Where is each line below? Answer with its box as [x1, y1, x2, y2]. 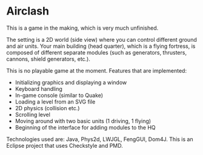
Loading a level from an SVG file [15, 98, 96, 105]
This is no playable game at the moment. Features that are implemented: [6, 67, 187, 74]
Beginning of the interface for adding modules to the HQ [15, 124, 156, 131]
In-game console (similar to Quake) [15, 91, 104, 99]
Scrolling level [15, 111, 50, 118]
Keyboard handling [15, 85, 62, 92]
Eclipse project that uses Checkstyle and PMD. [6, 142, 123, 149]
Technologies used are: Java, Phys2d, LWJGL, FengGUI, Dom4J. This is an [6, 135, 193, 143]
